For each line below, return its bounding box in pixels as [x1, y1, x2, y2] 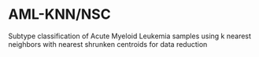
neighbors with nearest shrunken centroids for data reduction [8, 39, 208, 48]
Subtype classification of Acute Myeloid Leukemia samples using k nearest [8, 31, 252, 41]
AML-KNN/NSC [8, 5, 112, 23]
